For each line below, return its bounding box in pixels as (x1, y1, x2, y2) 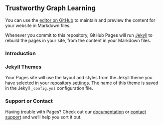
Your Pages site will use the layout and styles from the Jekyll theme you (5, 75, 153, 81)
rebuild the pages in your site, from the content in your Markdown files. (5, 37, 151, 43)
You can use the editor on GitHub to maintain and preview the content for (5, 17, 156, 23)
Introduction (5, 50, 36, 57)
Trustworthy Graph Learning (5, 4, 96, 12)
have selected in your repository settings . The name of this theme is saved (5, 80, 159, 86)
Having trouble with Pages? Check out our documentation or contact (5, 109, 146, 115)
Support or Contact (5, 97, 53, 104)
